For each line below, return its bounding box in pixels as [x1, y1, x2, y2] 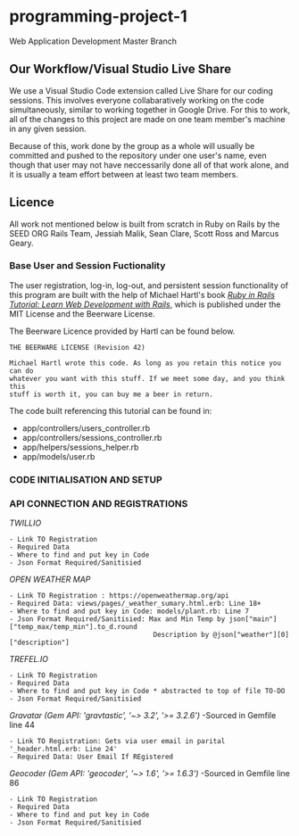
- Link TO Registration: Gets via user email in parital [9, 737, 226, 746]
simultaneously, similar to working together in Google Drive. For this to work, [9, 104, 291, 115]
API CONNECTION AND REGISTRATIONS [9, 497, 188, 509]
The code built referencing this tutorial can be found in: [9, 405, 212, 416]
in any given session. [9, 123, 87, 134]
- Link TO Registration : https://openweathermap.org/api [9, 592, 229, 600]
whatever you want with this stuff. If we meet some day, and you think [9, 374, 286, 383]
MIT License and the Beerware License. [9, 308, 155, 319]
